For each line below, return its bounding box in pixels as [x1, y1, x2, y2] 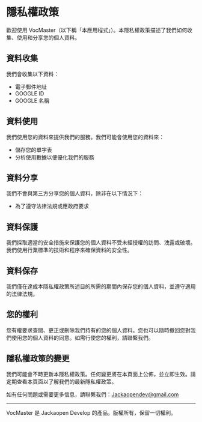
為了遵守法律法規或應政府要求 [14, 202, 89, 210]
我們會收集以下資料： [6, 70, 59, 77]
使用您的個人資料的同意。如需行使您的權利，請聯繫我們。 [11, 334, 154, 341]
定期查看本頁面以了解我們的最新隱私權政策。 [6, 378, 117, 385]
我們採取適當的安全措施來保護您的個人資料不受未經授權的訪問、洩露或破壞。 [6, 239, 196, 246]
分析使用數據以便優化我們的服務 [14, 154, 94, 161]
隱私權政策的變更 [6, 354, 70, 364]
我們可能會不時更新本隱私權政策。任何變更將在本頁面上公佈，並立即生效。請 [6, 370, 196, 378]
